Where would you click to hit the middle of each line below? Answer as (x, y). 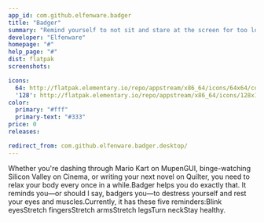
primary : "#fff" (42, 110)
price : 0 (22, 125)
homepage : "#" (31, 45)
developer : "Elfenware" (47, 37)
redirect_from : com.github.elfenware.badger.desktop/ (98, 146)
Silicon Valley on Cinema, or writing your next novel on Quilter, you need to (129, 177)
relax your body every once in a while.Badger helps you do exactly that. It (127, 184)
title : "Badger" (35, 23)
